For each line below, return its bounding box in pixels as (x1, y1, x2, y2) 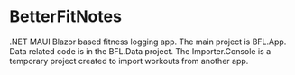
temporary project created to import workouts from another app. (9, 55, 249, 66)
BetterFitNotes (9, 6, 122, 27)
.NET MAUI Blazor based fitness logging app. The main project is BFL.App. (9, 36, 287, 47)
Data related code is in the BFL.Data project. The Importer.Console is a (9, 45, 272, 56)
